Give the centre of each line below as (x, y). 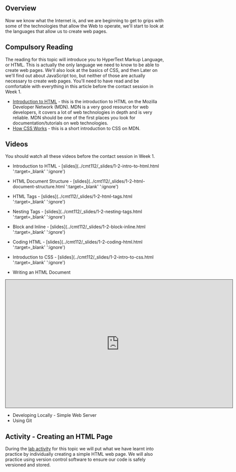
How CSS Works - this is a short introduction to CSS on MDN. (76, 128)
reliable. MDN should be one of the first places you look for (74, 117)
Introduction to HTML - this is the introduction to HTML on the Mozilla (85, 101)
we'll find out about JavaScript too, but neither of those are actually (75, 75)
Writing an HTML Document (41, 272)
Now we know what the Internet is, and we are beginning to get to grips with (84, 20)
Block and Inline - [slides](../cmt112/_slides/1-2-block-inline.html (79, 227)
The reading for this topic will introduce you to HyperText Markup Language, (85, 59)
